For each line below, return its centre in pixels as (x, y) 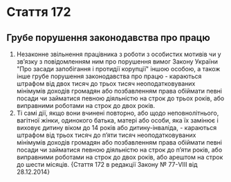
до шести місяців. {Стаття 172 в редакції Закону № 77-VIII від (107, 164)
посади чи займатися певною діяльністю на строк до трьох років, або (120, 98)
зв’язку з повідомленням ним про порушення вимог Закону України (117, 62)
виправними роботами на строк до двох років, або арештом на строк (120, 157)
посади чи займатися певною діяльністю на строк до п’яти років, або (119, 150)
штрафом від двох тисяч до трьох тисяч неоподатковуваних (106, 83)
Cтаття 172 (39, 12)
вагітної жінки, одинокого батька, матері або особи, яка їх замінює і (117, 120)
